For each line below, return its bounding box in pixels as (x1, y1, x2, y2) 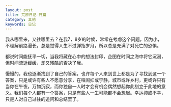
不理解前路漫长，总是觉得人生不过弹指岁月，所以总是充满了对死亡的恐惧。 (5, 43, 161, 49)
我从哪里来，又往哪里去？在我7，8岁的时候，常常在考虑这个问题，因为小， (5, 36, 162, 42)
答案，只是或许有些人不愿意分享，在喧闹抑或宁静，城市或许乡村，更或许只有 (5, 77, 166, 83)
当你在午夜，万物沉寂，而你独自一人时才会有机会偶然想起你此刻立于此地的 (5, 84, 161, 90)
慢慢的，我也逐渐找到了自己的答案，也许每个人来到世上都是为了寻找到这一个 (5, 71, 166, 77)
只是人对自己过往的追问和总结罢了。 (5, 96, 81, 102)
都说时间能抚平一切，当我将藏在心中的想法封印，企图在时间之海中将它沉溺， (5, 53, 166, 60)
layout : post (5, 7, 33, 13)
